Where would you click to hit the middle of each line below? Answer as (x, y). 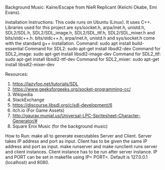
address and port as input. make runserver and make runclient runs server (81, 146)
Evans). (13, 12)
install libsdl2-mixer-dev (30, 65)
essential (14, 49)
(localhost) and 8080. (27, 162)
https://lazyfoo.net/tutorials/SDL (45, 84)
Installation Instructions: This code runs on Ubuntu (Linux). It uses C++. (78, 22)
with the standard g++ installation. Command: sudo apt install (68, 43)
